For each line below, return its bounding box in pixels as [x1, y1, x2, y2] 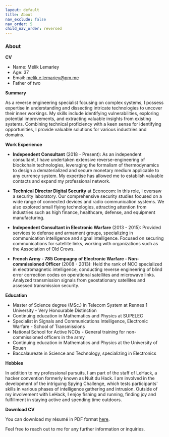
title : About [5, 12, 33, 17]
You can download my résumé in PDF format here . [5, 416, 110, 422]
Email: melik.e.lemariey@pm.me [12, 75, 79, 81]
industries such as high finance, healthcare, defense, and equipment [12, 209, 155, 215]
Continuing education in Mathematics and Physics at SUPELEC [12, 313, 143, 319]
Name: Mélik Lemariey [12, 64, 60, 70]
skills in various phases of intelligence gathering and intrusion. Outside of [5, 386, 158, 392]
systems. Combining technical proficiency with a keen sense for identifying [5, 121, 161, 127]
